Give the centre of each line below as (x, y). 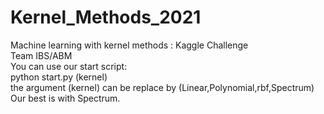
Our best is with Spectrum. (65, 98)
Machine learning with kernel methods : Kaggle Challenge (129, 45)
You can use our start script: (69, 66)
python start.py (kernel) (59, 77)
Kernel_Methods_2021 (106, 17)
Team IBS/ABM (41, 55)
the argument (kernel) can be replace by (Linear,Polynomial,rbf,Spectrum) (162, 87)
